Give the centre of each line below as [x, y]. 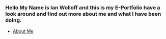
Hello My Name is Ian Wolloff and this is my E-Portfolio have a [83, 8]
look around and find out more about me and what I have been [83, 14]
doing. [13, 20]
